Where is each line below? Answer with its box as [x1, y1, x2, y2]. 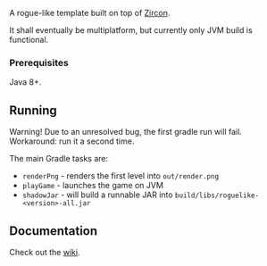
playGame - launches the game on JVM [21, 180, 163, 191]
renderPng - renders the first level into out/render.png [21, 170, 220, 181]
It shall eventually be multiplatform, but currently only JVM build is [9, 25, 253, 35]
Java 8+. [9, 77, 42, 87]
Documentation [9, 223, 98, 238]
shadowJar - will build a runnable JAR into [21, 189, 173, 200]
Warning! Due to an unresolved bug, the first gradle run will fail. [9, 127, 243, 137]
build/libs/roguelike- [174, 191, 260, 200]
